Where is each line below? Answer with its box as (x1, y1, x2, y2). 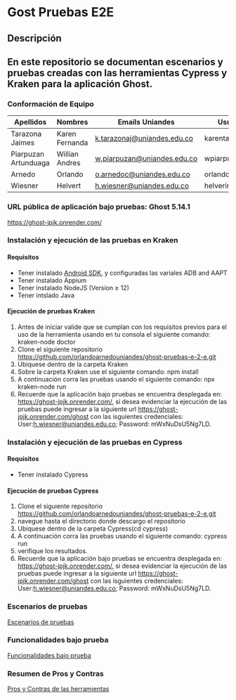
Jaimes (11, 138, 35, 148)
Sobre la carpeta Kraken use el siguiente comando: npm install (17, 367, 199, 376)
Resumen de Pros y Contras (7, 668, 104, 678)
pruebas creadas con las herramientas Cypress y (7, 67, 228, 79)
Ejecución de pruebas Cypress (7, 486, 99, 495)
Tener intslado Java (17, 291, 75, 299)
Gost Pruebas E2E (7, 4, 114, 20)
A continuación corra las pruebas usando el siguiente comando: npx (17, 375, 216, 383)
